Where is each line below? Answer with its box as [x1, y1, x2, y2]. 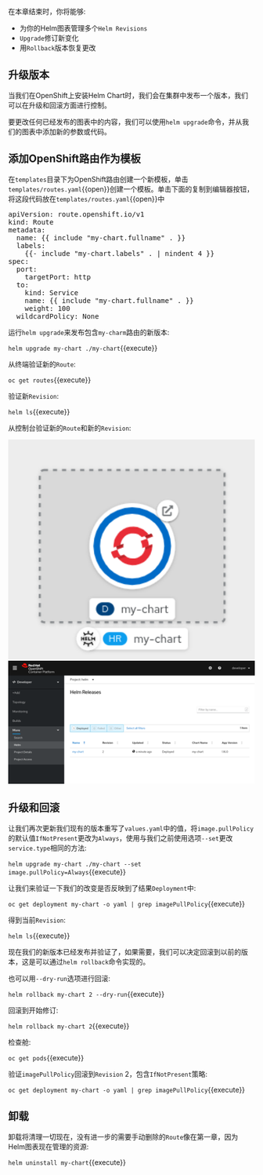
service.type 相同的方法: [8, 843, 87, 852]
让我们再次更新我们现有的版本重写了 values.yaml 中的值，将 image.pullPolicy [8, 823, 254, 833]
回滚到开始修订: [8, 1005, 59, 1015]
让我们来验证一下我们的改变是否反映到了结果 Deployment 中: [8, 883, 196, 892]
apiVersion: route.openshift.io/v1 [8, 210, 145, 218]
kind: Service [24, 288, 79, 297]
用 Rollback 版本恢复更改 [19, 43, 96, 53]
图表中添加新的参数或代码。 [21, 126, 111, 136]
